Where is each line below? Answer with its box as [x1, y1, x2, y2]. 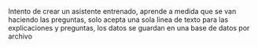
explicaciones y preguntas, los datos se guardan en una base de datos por [8, 23, 250, 32]
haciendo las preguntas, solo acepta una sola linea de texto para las [8, 15, 229, 24]
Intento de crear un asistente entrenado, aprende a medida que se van [8, 7, 237, 16]
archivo [8, 31, 33, 41]
